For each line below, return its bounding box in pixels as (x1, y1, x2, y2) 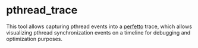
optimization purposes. (6, 35, 63, 42)
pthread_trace (6, 4, 78, 17)
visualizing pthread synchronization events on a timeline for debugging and (6, 29, 191, 36)
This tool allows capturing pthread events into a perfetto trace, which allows (6, 23, 192, 30)
